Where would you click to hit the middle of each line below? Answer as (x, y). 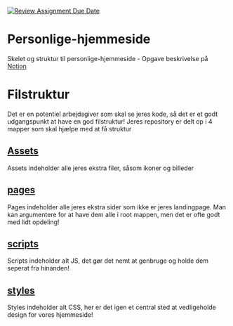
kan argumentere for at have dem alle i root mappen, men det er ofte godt (114, 214)
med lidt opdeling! (33, 222)
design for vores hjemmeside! (50, 315)
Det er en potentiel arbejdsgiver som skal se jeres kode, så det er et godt (113, 114)
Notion (17, 66)
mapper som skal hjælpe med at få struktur (69, 129)
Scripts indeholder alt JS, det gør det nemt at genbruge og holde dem (108, 261)
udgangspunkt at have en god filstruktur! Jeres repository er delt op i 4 (110, 121)
